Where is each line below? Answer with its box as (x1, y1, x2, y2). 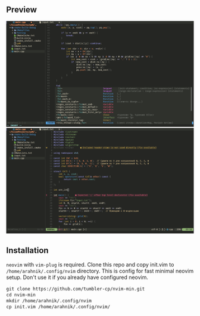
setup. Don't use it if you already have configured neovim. (6, 274, 149, 281)
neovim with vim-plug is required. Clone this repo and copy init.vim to (6, 261, 174, 268)
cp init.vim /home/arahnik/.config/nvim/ (6, 304, 111, 310)
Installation (6, 245, 49, 255)
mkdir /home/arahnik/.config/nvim (6, 298, 92, 304)
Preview (6, 5, 37, 15)
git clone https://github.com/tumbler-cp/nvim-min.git (6, 286, 145, 292)
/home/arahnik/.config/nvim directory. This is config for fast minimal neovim (6, 268, 194, 275)
